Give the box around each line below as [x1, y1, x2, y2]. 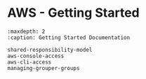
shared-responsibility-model [7, 46, 93, 53]
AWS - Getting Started [7, 5, 140, 21]
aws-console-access [7, 52, 65, 59]
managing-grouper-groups [7, 64, 80, 71]
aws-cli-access [7, 58, 52, 66]
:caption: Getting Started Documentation [7, 34, 131, 41]
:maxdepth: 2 [7, 28, 46, 35]
